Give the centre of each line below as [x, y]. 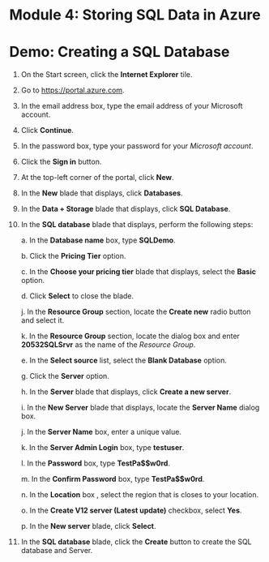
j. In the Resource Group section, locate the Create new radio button [136, 312]
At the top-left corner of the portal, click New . [97, 178]
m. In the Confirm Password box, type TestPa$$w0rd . [113, 479]
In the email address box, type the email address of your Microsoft [132, 106]
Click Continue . [47, 131]
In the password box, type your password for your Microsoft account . [137, 146]
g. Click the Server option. [65, 376]
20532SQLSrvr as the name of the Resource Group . [108, 345]
